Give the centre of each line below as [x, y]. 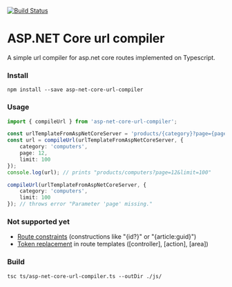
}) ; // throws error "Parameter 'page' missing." [80, 204]
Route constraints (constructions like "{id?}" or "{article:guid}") [107, 237]
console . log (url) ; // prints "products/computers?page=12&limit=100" [109, 172]
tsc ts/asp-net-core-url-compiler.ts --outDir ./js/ [85, 276]
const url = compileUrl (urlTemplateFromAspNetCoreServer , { [96, 140]
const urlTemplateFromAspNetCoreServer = [68, 134]
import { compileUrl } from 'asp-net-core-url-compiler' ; [92, 121]
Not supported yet [39, 221]
